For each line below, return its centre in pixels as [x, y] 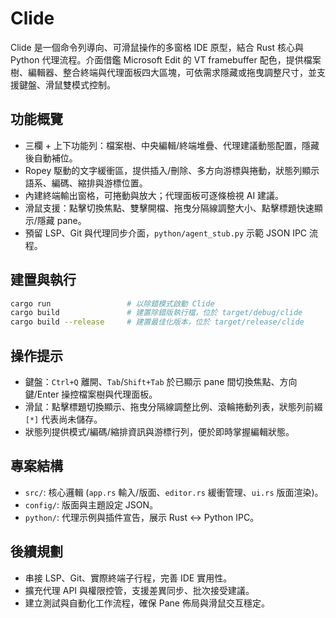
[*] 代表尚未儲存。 [63, 419]
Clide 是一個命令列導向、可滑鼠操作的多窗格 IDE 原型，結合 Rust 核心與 [157, 47]
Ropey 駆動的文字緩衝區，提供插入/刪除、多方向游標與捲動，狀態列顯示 [172, 170]
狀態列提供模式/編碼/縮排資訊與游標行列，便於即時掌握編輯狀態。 [159, 431]
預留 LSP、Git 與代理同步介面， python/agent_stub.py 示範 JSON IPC [166, 233]
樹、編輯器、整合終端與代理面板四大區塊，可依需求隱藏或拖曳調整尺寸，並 [163, 72]
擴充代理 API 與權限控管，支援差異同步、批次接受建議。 [139, 590]
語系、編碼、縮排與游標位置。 [86, 183]
